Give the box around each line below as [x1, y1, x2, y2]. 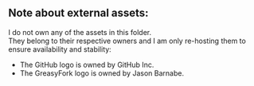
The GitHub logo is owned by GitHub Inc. [19, 60, 154, 69]
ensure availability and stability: [8, 44, 111, 54]
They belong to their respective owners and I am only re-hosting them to [8, 36, 247, 45]
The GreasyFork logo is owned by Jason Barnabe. [19, 68, 185, 78]
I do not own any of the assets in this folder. [8, 27, 152, 37]
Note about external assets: [8, 6, 149, 20]
